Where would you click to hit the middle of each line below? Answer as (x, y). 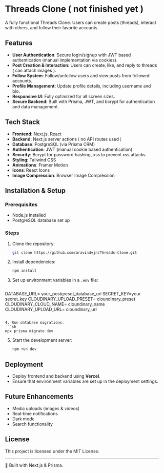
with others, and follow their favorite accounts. (52, 27)
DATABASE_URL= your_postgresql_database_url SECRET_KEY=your (73, 294)
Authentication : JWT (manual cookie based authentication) (72, 149)
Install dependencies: (34, 262)
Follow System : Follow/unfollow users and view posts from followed (81, 75)
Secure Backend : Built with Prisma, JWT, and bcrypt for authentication (83, 102)
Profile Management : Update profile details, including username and (82, 86)
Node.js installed (29, 215)
